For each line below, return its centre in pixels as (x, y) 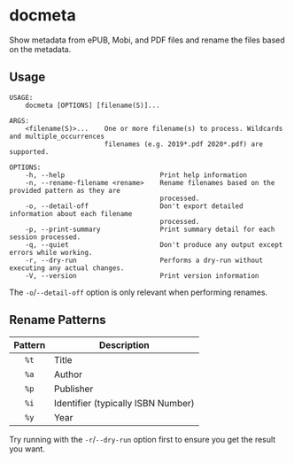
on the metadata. (40, 49)
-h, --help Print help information (136, 175)
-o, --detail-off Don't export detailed (134, 206)
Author (68, 374)
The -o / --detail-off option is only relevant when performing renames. (139, 292)
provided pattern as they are (65, 190)
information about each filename (71, 213)
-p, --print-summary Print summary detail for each (150, 229)
